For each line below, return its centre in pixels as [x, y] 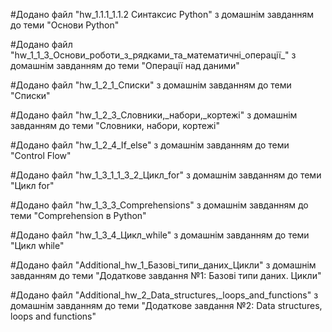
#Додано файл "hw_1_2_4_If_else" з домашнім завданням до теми [150, 145]
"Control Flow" [41, 155]
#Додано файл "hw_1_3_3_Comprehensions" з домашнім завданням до [159, 205]
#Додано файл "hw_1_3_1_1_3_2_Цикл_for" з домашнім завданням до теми [166, 175]
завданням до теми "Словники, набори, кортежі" [115, 125]
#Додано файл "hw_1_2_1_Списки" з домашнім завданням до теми [151, 85]
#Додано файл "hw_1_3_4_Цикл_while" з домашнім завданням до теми [160, 235]
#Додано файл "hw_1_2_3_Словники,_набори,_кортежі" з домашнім [154, 115]
